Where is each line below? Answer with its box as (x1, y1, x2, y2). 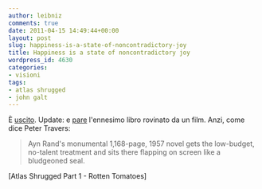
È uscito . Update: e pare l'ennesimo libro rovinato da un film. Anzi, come (8, 115, 245, 124)
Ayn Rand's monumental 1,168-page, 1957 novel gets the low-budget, (27, 139, 255, 148)
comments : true (8, 19, 59, 27)
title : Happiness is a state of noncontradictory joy (8, 49, 191, 57)
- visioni (8, 71, 41, 79)
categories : (8, 64, 48, 72)
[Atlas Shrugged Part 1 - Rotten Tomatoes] (8, 171, 147, 181)
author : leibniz (8, 11, 62, 20)
